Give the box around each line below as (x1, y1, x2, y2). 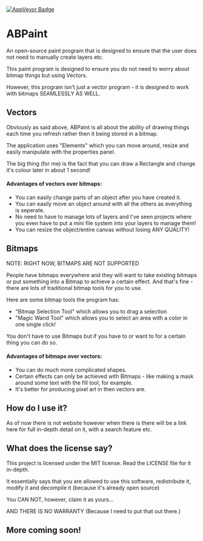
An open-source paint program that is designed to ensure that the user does (6, 47, 197, 54)
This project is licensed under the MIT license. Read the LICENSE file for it (6, 459, 191, 466)
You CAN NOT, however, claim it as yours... (6, 496, 114, 503)
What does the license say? (6, 443, 113, 454)
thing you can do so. (6, 338, 58, 346)
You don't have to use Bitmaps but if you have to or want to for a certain (6, 332, 186, 340)
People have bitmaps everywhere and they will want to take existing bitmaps (6, 271, 198, 278)
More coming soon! (6, 525, 82, 535)
